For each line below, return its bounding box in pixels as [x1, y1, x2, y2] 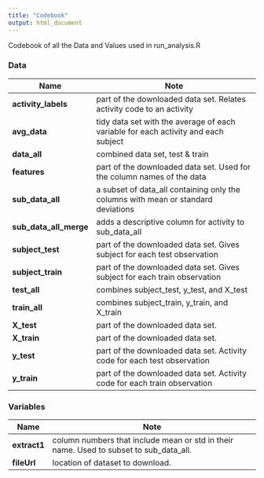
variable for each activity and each [96, 126, 224, 137]
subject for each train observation [96, 271, 222, 282]
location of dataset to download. [52, 458, 171, 469]
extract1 [12, 439, 45, 450]
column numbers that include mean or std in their [52, 435, 234, 446]
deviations [96, 204, 135, 215]
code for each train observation [96, 377, 213, 388]
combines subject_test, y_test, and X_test [96, 284, 247, 295]
